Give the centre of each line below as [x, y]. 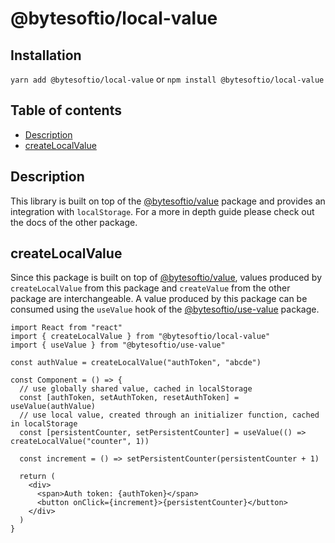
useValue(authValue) [53, 407]
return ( [37, 477]
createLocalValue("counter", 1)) [80, 442]
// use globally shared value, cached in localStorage [136, 389]
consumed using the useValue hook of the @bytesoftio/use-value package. [165, 309]
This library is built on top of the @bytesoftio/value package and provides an [168, 201]
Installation [46, 55]
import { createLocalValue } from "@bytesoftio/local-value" [140, 337]
